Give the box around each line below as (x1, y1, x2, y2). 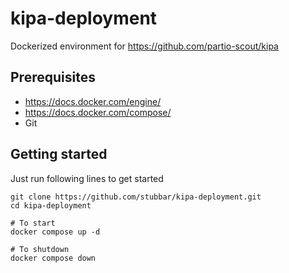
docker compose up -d (10, 227, 101, 237)
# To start (10, 218, 56, 228)
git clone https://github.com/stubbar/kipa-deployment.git (10, 192, 262, 202)
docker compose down (10, 253, 97, 263)
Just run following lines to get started (10, 172, 164, 184)
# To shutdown (10, 244, 70, 254)
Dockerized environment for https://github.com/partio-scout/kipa (10, 40, 279, 52)
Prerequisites (10, 69, 96, 86)
